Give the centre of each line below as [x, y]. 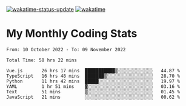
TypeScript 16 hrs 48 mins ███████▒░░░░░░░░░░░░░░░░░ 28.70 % [93, 76]
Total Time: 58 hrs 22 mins [42, 60]
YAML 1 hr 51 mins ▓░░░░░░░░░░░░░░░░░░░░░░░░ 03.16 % [93, 86]
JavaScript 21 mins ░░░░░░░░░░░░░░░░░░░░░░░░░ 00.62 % [93, 97]
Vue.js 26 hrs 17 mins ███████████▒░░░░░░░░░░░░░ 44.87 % [93, 70]
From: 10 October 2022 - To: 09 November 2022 [66, 49]
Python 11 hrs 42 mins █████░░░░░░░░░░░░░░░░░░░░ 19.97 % [93, 81]
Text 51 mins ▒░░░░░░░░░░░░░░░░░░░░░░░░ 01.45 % [93, 92]
